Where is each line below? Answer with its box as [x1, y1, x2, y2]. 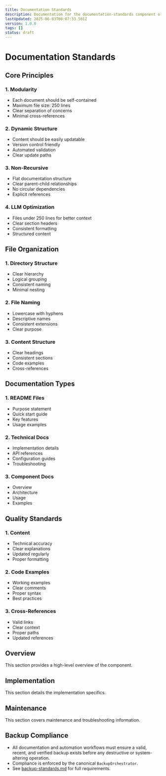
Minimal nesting [12, 287, 45, 293]
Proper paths [12, 629, 39, 635]
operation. [29, 755, 50, 761]
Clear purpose [12, 326, 42, 332]
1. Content [5, 529, 30, 536]
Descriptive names [12, 316, 51, 322]
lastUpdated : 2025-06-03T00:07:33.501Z [5, 16, 87, 21]
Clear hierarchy [12, 271, 44, 277]
